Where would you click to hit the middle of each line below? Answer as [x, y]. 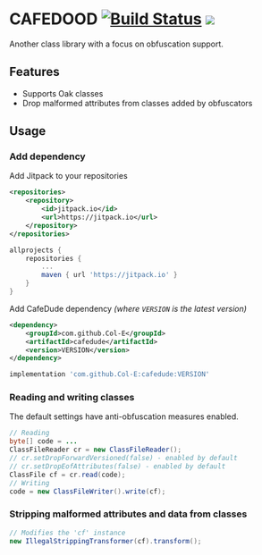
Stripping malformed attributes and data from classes [128, 514]
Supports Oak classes [63, 93]
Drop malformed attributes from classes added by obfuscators [137, 103]
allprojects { [36, 250]
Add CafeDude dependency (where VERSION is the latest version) [128, 308]
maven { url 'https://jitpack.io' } [110, 275]
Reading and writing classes [72, 398]
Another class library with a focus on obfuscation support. [116, 44]
